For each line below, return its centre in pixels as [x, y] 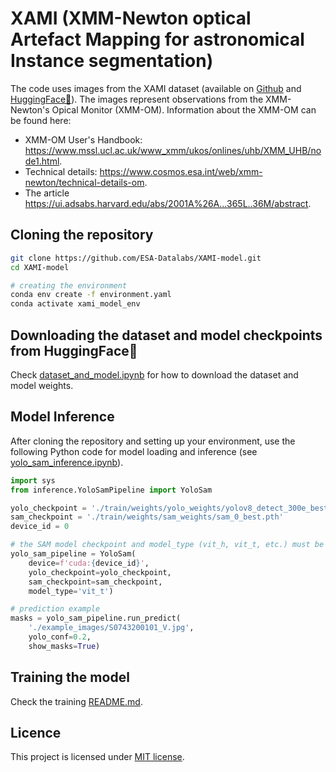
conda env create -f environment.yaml [91, 295]
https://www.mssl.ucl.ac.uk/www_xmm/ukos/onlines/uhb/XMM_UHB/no [173, 150]
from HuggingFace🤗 [74, 350]
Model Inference [62, 417]
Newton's [30, 109]
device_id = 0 [40, 527]
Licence [36, 732]
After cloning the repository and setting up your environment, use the [153, 441]
